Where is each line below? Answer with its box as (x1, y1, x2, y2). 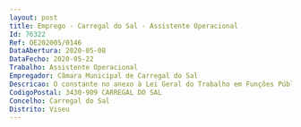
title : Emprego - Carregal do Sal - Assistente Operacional (9, 21, 239, 30)
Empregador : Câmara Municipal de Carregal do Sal (9, 72, 199, 80)
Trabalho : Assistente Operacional (9, 63, 139, 72)
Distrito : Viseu (9, 105, 70, 114)
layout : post (9, 13, 58, 22)
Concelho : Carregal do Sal (9, 96, 110, 106)
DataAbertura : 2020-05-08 (9, 47, 106, 55)
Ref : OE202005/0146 (9, 38, 82, 47)
